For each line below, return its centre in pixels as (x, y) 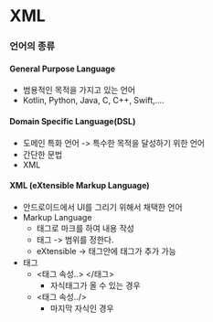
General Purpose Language (63, 69)
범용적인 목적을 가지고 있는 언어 (79, 90)
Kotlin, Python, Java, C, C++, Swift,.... (93, 101)
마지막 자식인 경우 (82, 308)
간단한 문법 (43, 154)
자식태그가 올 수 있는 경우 (95, 285)
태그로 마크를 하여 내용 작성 (85, 228)
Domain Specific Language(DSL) (73, 121)
